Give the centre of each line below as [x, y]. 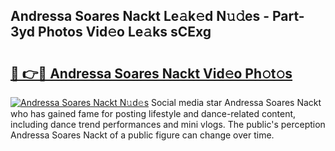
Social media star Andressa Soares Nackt [236, 102]
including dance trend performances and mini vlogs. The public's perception [168, 124]
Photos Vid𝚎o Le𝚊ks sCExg [125, 32]
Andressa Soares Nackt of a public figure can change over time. [142, 135]
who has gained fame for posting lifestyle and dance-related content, [153, 113]
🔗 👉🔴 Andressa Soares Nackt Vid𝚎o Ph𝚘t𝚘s [151, 73]
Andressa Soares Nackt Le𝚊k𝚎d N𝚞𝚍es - [140, 16]
